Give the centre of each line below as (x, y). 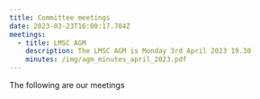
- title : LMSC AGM (52, 43)
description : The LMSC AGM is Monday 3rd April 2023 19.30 (139, 51)
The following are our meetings (67, 85)
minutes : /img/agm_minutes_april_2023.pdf (106, 59)
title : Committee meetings (60, 18)
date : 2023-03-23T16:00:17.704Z (70, 26)
